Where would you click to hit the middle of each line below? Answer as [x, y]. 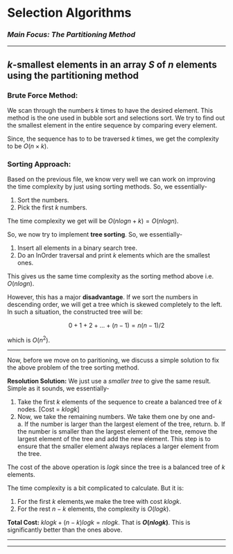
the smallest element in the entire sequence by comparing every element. [112, 125]
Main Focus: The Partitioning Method [71, 35]
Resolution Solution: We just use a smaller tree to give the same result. [109, 381]
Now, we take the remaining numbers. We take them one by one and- [116, 417]
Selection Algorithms [69, 13]
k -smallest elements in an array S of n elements [112, 64]
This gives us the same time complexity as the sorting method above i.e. [111, 276]
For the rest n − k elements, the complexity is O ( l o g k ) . [94, 509]
